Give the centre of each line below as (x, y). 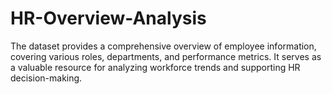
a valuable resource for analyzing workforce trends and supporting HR (155, 67)
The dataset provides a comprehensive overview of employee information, (163, 46)
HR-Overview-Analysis (108, 18)
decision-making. (46, 78)
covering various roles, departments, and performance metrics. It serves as (166, 56)
